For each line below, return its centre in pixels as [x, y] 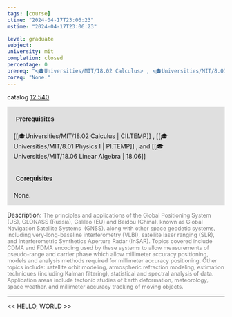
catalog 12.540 [28, 97]
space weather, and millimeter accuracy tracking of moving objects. [95, 286]
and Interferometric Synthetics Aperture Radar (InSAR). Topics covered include [110, 241]
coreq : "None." [29, 77]
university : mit [30, 52]
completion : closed [35, 58]
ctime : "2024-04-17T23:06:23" [51, 20]
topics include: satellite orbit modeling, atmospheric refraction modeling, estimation [116, 267]
